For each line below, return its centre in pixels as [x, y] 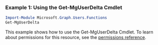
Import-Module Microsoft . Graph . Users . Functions [56, 18]
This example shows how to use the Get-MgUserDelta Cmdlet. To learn [79, 32]
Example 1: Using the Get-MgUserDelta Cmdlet [64, 7]
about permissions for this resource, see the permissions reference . [76, 37]
